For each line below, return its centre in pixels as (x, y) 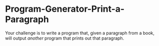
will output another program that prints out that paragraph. (65, 38)
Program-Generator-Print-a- (65, 9)
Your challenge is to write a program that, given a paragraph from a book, (80, 33)
